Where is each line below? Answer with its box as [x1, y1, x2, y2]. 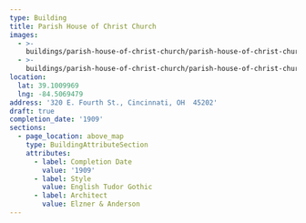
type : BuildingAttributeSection [25, 140, 148, 149]
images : [9, 30, 39, 39]
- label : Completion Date [33, 157, 132, 167]
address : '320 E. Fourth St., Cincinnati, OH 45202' [9, 97, 219, 107]
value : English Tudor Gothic [42, 183, 153, 192]
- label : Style [33, 174, 92, 183]
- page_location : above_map [17, 132, 125, 141]
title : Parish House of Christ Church [9, 22, 157, 31]
